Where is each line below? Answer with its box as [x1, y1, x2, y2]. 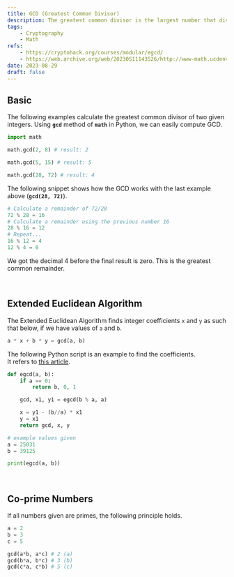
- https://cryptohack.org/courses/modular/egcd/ [19, 50, 164, 57]
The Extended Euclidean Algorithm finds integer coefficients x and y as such [7, 316, 226, 324]
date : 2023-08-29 [7, 62, 58, 69]
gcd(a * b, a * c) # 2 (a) [7, 550, 73, 557]
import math [7, 134, 42, 141]
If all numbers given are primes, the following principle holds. [7, 511, 182, 520]
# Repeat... [7, 231, 42, 238]
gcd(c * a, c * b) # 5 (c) [7, 563, 73, 571]
